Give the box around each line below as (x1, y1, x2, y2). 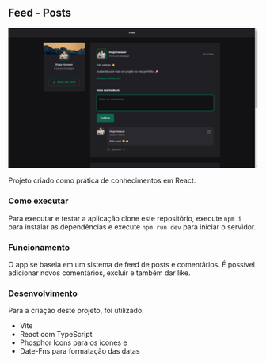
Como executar (8, 195, 69, 206)
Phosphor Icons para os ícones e (19, 338, 128, 347)
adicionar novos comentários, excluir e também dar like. (8, 268, 192, 278)
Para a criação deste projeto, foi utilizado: (8, 306, 144, 316)
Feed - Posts (8, 6, 72, 20)
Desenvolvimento (8, 288, 78, 299)
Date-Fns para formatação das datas (19, 346, 140, 356)
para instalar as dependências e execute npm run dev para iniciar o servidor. (8, 221, 256, 232)
